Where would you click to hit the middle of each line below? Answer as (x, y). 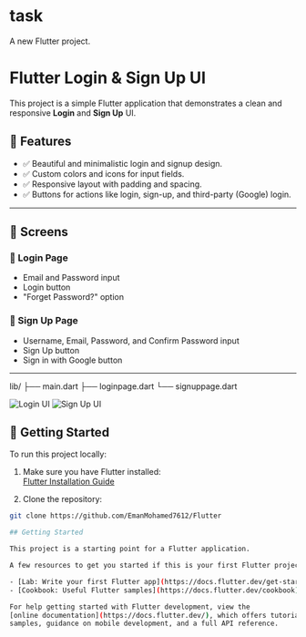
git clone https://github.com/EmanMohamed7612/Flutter (116, 516)
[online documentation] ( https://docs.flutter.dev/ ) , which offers (138, 615)
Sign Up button (51, 350)
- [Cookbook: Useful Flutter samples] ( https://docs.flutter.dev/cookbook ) (154, 590)
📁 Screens (39, 232)
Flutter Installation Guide (69, 482)
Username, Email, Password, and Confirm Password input (131, 340)
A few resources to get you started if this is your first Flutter (140, 566)
